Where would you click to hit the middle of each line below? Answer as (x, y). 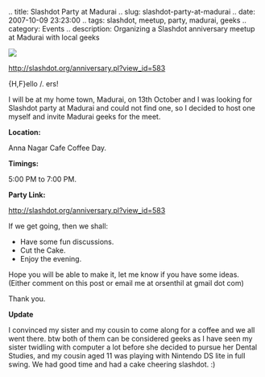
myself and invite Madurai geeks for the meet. (85, 117)
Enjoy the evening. (51, 259)
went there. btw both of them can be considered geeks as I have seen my (130, 339)
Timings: (23, 163)
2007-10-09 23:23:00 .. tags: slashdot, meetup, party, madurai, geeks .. (128, 20)
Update (21, 314)
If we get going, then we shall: (58, 226)
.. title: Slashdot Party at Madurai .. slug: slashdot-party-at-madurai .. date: (132, 12)
